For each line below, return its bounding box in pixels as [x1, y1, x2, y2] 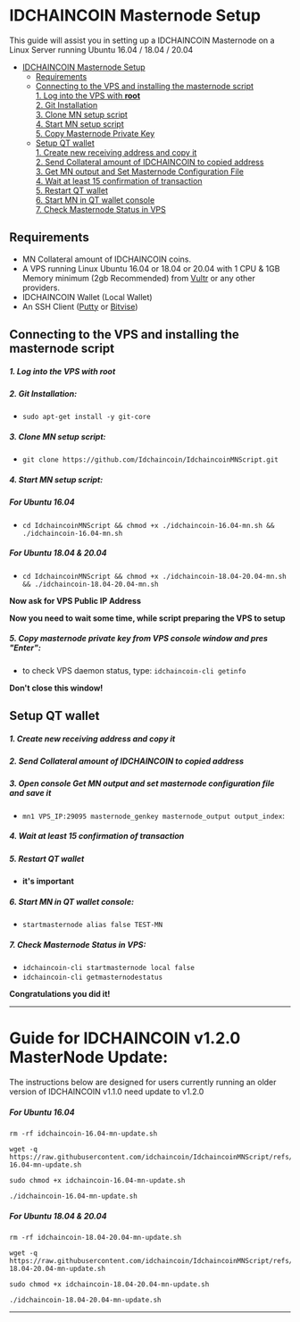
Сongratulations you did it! [9, 989, 111, 1000]
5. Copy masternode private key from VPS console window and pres [9, 633, 268, 644]
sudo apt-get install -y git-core [21, 413, 151, 422]
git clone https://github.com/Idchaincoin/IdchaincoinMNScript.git [21, 456, 279, 464]
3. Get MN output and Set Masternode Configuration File [35, 166, 244, 177]
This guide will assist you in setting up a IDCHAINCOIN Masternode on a [9, 35, 275, 46]
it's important [21, 876, 74, 887]
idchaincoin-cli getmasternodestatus [21, 973, 163, 983]
